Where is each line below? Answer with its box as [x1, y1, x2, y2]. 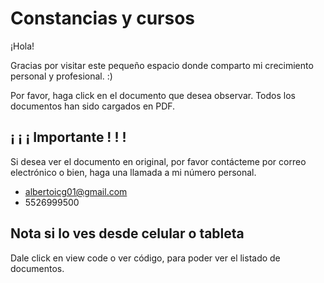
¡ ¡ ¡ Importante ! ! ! [10, 129, 127, 146]
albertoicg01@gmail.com [24, 185, 128, 197]
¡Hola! [10, 40, 35, 52]
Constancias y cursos [10, 7, 196, 30]
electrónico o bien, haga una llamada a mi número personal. [10, 166, 257, 178]
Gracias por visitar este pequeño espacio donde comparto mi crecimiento [10, 59, 314, 71]
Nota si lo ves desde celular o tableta [10, 225, 245, 242]
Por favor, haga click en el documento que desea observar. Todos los [10, 89, 296, 101]
